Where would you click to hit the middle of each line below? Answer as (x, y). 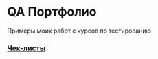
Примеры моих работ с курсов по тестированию (79, 31)
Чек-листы (26, 48)
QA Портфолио (52, 12)
